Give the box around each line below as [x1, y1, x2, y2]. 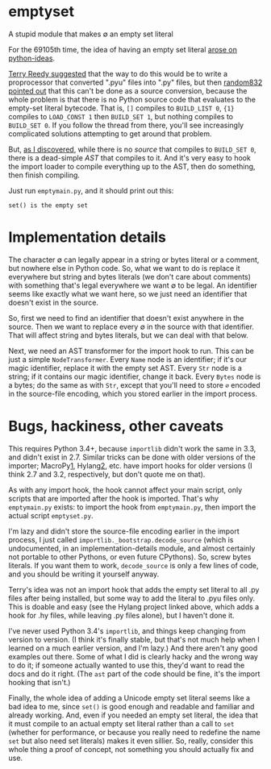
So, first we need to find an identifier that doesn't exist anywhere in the [8, 313, 244, 322]
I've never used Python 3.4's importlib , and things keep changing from [8, 626, 246, 635]
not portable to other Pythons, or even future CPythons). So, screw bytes [8, 551, 252, 562]
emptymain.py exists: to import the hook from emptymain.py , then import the [8, 502, 256, 512]
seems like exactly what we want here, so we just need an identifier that [8, 289, 248, 298]
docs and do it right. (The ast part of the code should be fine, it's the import [8, 668, 261, 679]
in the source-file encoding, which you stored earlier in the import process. [8, 389, 258, 398]
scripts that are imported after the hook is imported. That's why [8, 493, 219, 503]
